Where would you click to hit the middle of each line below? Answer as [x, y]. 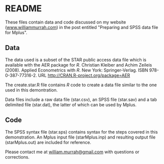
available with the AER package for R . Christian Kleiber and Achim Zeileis [79, 65]
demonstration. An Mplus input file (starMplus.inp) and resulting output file [80, 137]
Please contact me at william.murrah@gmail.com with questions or [72, 152]
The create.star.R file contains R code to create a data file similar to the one [81, 85]
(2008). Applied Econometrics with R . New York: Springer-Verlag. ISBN [77, 70]
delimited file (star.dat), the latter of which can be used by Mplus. [71, 105]
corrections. [17, 157]
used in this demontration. [31, 90]
